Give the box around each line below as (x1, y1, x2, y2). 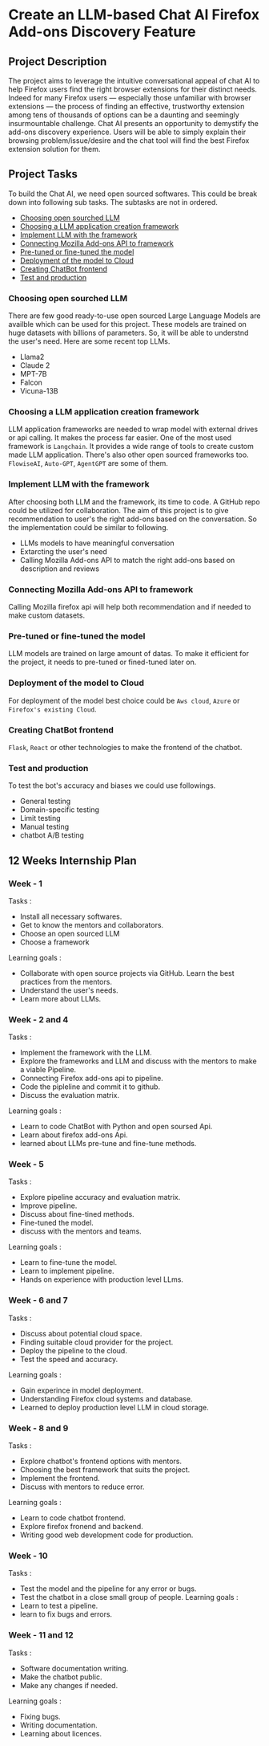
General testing (19, 797, 71, 806)
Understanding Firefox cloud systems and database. (19, 1393, 193, 1403)
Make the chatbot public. (19, 1672, 102, 1682)
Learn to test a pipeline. (19, 1601, 98, 1611)
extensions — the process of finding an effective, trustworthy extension (8, 102, 245, 111)
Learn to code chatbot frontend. (19, 1513, 126, 1523)
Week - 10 (8, 1550, 48, 1561)
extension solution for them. (8, 145, 101, 153)
